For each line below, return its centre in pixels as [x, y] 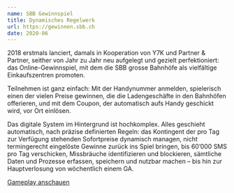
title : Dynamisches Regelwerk [51, 20]
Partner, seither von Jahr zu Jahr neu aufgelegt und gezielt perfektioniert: [113, 61]
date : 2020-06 [28, 33]
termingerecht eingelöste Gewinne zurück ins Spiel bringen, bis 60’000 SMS [117, 146]
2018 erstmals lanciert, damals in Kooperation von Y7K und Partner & [107, 53]
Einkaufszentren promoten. [46, 75]
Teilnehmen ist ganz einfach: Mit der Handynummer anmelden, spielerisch [114, 88]
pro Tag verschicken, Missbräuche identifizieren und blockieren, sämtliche [115, 154]
